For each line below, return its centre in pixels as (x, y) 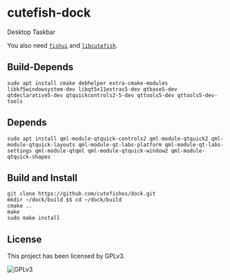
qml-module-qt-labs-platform (120, 145)
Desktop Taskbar (31, 32)
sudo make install (33, 218)
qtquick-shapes (29, 157)
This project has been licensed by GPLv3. (66, 256)
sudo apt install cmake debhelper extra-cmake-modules (88, 83)
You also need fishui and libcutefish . (63, 45)
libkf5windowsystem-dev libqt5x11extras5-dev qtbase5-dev (92, 89)
